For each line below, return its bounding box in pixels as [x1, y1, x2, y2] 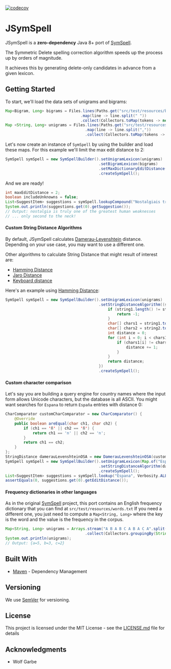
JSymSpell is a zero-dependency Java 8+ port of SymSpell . [5, 39, 132, 45]
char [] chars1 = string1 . [107, 321, 163, 326]
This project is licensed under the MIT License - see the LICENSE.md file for [5, 625, 165, 631]
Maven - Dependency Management [12, 568, 88, 574]
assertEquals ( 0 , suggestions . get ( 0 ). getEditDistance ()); [5, 478, 129, 483]
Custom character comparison [5, 379, 72, 385]
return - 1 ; [117, 311, 140, 316]
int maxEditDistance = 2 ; [5, 190, 60, 195]
